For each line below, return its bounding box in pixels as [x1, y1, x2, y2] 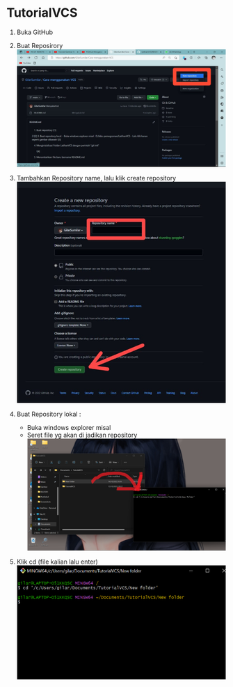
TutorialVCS [6, 5, 78, 21]
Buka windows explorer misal [26, 424, 111, 432]
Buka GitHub [16, 28, 54, 36]
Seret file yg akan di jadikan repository [26, 431, 138, 440]
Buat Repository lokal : [16, 410, 81, 419]
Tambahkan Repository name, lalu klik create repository [16, 173, 177, 182]
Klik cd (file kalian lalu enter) [16, 557, 98, 566]
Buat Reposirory [16, 41, 63, 49]
